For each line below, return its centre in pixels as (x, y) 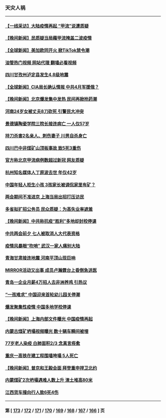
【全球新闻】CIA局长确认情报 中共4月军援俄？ (52, 87)
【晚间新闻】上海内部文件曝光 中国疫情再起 (49, 319)
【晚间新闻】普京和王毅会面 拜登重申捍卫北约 (51, 368)
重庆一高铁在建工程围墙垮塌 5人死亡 (42, 355)
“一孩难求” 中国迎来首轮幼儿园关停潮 (43, 294)
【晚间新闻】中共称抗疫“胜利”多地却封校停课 (51, 221)
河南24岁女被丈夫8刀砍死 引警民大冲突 (44, 112)
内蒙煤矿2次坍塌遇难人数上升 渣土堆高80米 (49, 380)
